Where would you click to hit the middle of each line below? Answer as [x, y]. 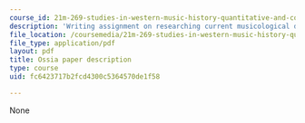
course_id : [30, 18]
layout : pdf [32, 52]
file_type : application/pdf [63, 43]
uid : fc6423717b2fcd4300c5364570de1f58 [85, 77]
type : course [34, 69]
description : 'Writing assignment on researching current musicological [150, 26]
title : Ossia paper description [70, 60]
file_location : [38, 34]
